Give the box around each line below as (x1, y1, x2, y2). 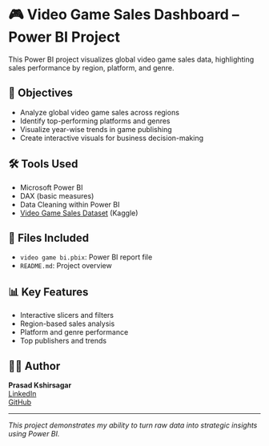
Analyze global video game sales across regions (19, 107, 180, 117)
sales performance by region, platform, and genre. (8, 62, 175, 72)
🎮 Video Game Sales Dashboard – (8, 6, 240, 24)
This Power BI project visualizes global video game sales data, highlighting (8, 54, 255, 64)
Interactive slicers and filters (19, 311, 114, 320)
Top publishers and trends (19, 336, 106, 346)
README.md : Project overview (19, 261, 112, 271)
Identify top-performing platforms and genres (19, 116, 171, 126)
